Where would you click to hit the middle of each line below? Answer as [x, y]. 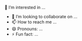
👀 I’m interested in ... [25, 7]
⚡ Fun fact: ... [25, 34]
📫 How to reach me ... [34, 22]
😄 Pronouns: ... [27, 29]
